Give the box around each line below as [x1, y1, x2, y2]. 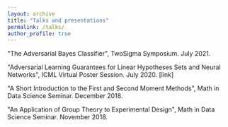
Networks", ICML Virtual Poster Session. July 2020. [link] [7, 71, 174, 79]
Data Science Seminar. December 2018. [7, 92, 123, 100]
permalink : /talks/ [7, 23, 65, 30]
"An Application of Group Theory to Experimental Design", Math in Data [7, 105, 215, 114]
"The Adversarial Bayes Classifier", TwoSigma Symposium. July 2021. [7, 49, 211, 58]
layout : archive [7, 10, 55, 18]
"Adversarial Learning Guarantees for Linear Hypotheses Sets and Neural [7, 63, 221, 71]
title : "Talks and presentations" [7, 17, 110, 24]
